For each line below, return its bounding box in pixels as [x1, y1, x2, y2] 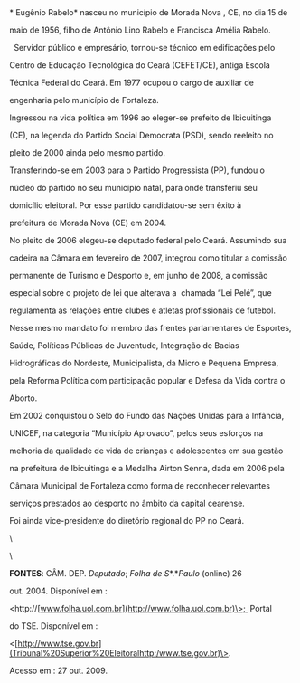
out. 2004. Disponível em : [9, 585, 108, 596]
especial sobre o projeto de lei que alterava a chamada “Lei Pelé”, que [9, 288, 273, 298]
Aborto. [9, 393, 38, 403]
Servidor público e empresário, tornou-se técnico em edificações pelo [13, 43, 276, 52]
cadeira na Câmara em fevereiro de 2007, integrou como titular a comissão [9, 252, 287, 263]
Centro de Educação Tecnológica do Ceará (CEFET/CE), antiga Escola [9, 60, 271, 71]
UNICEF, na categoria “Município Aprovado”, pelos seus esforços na [9, 428, 264, 438]
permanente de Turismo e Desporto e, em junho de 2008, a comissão [9, 270, 268, 280]
